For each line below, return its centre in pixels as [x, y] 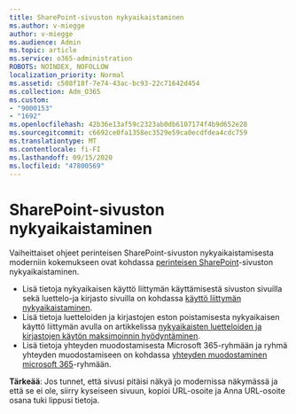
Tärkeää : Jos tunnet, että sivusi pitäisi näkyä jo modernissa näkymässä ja [144, 381]
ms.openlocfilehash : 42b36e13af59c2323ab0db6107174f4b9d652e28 [129, 125]
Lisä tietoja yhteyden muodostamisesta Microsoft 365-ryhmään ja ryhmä [155, 346]
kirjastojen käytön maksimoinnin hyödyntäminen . [111, 336]
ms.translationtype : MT [53, 141]
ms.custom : [29, 100]
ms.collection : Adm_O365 [55, 91]
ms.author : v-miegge [47, 26]
